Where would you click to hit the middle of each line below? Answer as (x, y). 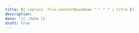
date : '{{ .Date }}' (27, 18)
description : (19, 14)
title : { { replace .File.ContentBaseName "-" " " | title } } (70, 9)
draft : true (17, 23)
